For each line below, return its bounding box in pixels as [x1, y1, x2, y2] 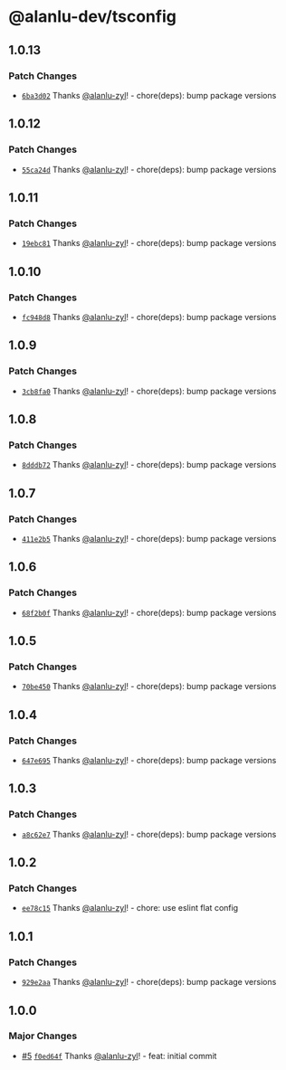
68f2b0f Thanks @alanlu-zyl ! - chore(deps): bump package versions [21, 607, 277, 618]
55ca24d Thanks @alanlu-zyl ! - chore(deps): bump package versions [21, 164, 277, 175]
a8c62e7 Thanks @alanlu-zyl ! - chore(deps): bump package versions [21, 829, 277, 839]
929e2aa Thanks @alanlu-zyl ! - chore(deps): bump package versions [21, 977, 277, 988]
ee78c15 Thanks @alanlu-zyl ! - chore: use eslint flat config [21, 903, 239, 914]
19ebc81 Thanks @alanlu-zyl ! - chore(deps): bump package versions [21, 238, 277, 249]
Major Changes [8, 1029, 78, 1042]
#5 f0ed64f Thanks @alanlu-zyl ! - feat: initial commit [21, 1050, 217, 1061]
